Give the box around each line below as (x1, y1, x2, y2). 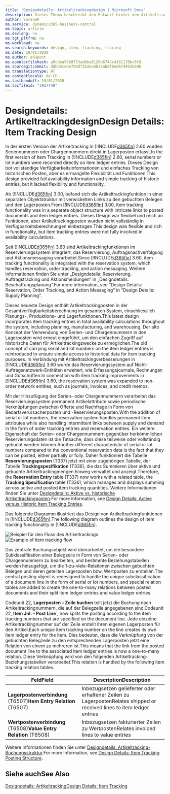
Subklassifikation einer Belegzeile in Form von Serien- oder (5, 552, 129, 558)
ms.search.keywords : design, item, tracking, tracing (5, 45, 121, 50)
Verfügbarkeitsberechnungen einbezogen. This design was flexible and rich (5, 223, 162, 229)
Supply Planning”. (5, 292, 42, 299)
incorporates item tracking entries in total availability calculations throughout (5, 318, 165, 324)
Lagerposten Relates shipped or (81, 698, 156, 705)
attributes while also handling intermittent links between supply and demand (5, 420, 164, 426)
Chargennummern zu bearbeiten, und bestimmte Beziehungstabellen (5, 557, 149, 564)
